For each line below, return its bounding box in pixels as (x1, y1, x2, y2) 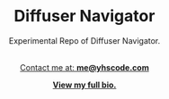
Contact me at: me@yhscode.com (20, 62, 149, 72)
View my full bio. (52, 79, 117, 90)
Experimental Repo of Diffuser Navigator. (8, 35, 161, 45)
